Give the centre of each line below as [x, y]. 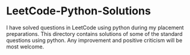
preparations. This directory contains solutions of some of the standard [94, 33]
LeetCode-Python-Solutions [79, 11]
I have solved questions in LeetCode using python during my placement [95, 27]
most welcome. [25, 47]
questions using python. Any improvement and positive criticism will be [94, 40]
